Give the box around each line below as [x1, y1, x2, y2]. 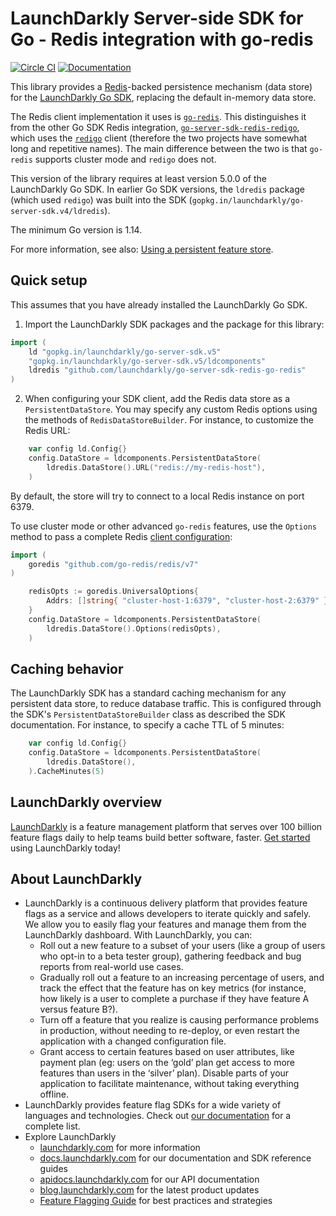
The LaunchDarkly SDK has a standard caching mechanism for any [10, 687, 287, 699]
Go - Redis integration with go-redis [10, 28, 314, 51]
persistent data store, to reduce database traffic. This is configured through [10, 698, 322, 710]
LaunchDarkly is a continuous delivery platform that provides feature [24, 897, 308, 909]
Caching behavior [10, 660, 124, 677]
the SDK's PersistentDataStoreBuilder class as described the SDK [10, 708, 286, 721]
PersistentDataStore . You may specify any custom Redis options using [24, 403, 318, 416]
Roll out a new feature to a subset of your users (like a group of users [39, 940, 326, 952]
